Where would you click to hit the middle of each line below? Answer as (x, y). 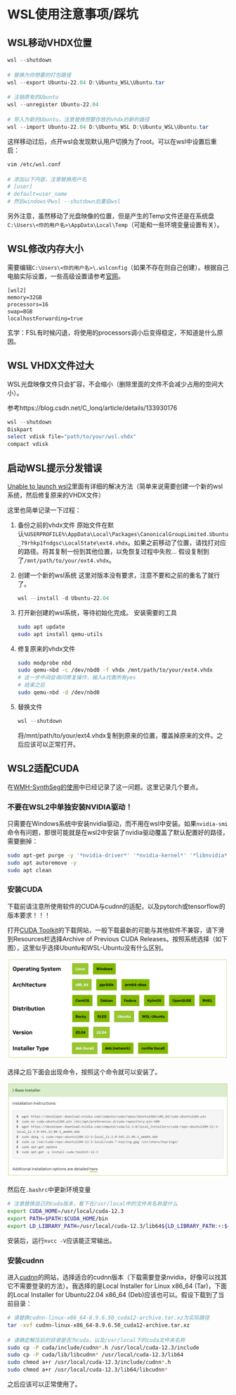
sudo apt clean (29, 870)
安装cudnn (26, 1260)
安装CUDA (25, 890)
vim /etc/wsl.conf (34, 164)
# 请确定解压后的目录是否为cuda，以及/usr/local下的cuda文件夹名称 (96, 1340)
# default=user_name (38, 194)
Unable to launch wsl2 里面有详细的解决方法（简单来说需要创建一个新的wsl (115, 486)
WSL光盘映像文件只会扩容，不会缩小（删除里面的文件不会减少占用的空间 (112, 384)
